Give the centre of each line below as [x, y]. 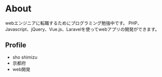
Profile [16, 45]
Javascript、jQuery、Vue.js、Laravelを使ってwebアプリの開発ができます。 [82, 29]
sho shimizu [25, 57]
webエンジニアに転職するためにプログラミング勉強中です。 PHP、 [73, 23]
